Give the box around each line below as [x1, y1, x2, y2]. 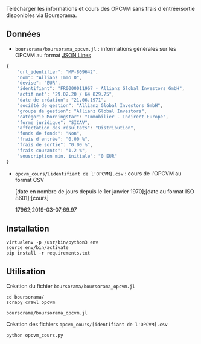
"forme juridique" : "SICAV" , [17, 119, 91, 126]
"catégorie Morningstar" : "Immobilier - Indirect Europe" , [17, 114, 169, 120]
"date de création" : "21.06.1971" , [17, 97, 107, 103]
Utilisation [6, 266, 46, 277]
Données [6, 29, 41, 39]
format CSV [14, 176, 44, 183]
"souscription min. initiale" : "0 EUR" [17, 153, 118, 159]
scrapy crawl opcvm [6, 299, 56, 306]
